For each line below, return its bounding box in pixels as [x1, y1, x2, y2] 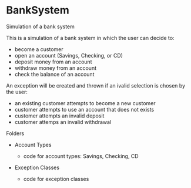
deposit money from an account [14, 58, 92, 65]
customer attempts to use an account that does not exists [14, 106, 155, 113]
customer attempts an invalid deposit [14, 112, 105, 119]
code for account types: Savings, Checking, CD [23, 152, 139, 159]
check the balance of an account [14, 70, 95, 78]
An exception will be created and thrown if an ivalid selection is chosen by [6, 82, 186, 89]
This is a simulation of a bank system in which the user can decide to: [6, 34, 175, 41]
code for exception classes [23, 175, 89, 182]
